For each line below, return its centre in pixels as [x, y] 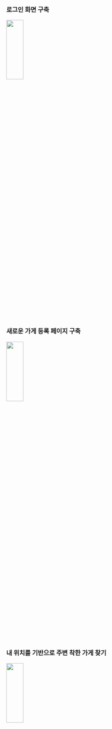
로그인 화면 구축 [28, 9]
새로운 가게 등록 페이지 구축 [44, 331]
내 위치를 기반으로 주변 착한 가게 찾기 [57, 653]
